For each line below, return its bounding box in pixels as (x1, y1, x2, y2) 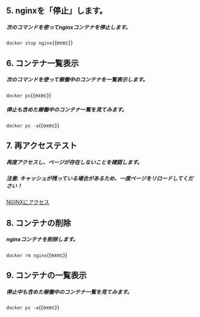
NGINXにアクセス (6, 199, 50, 206)
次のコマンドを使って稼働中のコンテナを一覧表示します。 (6, 76, 148, 83)
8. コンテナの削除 (6, 218, 71, 228)
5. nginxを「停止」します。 (6, 5, 108, 16)
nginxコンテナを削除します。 (6, 236, 78, 243)
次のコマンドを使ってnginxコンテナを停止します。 (6, 23, 131, 31)
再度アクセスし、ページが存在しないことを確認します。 (6, 158, 143, 165)
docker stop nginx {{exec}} (6, 39, 73, 46)
